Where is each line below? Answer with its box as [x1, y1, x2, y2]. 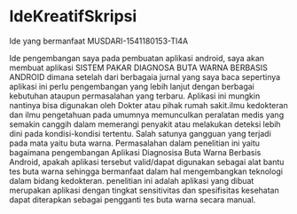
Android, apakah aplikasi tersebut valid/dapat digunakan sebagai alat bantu [9, 156, 285, 167]
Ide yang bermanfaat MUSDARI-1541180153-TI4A [9, 36, 189, 46]
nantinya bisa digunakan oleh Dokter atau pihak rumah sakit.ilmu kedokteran [9, 99, 288, 110]
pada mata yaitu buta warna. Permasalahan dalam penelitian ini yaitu [9, 138, 260, 148]
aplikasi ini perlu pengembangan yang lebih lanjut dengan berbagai [9, 81, 255, 91]
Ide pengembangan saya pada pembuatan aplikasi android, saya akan [9, 52, 264, 63]
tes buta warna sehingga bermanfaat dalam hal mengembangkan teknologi [9, 166, 284, 177]
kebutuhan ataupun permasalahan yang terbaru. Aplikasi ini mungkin [9, 91, 261, 101]
